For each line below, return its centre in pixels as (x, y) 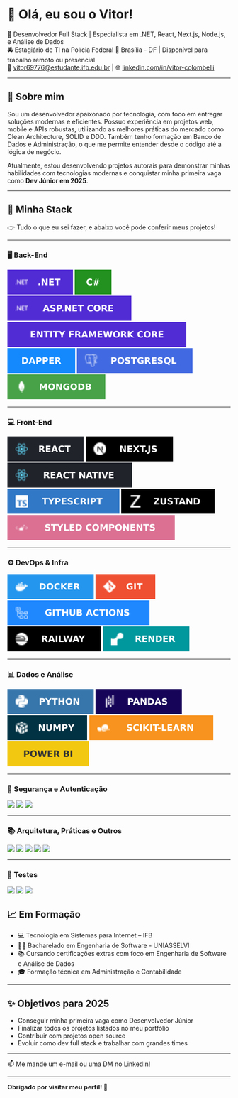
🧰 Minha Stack (40, 210)
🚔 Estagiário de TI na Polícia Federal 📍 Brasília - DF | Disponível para (107, 50)
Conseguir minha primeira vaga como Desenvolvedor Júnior (105, 1021)
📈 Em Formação (44, 914)
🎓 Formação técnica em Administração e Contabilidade (100, 972)
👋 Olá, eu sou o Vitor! (70, 15)
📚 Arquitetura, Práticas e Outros (65, 830)
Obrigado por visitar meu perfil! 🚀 (58, 1087)
